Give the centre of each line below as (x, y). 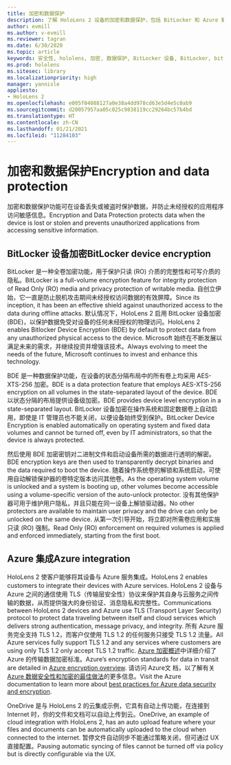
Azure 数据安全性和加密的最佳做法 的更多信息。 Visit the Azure (94, 676)
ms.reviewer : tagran (37, 39)
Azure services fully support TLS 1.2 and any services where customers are (114, 642)
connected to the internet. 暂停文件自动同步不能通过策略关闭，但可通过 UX (113, 737)
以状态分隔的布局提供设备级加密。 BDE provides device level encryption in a (114, 400)
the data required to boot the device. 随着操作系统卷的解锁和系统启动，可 (111, 470)
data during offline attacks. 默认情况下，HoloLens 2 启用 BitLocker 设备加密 (114, 313)
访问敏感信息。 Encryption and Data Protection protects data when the (106, 215)
